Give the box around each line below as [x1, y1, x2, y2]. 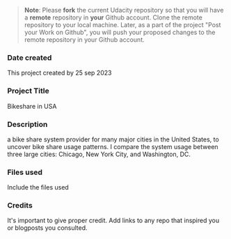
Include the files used [7, 183, 70, 192]
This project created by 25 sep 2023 [7, 69, 112, 77]
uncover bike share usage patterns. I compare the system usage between [7, 142, 218, 151]
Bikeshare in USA [7, 102, 57, 110]
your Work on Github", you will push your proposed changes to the [24, 28, 216, 36]
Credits [7, 201, 33, 210]
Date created [7, 52, 52, 62]
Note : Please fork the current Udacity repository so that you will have [24, 6, 224, 14]
